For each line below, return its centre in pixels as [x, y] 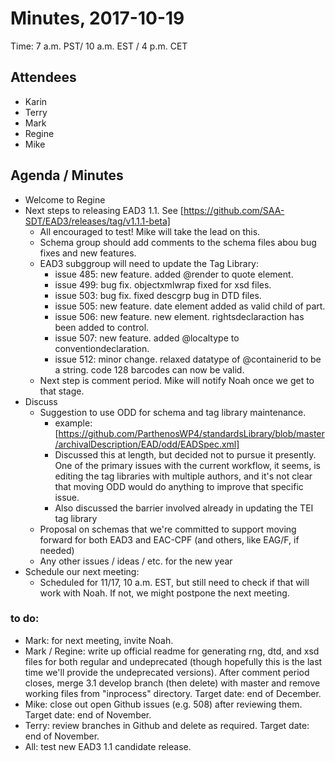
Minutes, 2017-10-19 [97, 18]
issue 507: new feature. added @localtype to [147, 338]
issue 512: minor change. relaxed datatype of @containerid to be [188, 359]
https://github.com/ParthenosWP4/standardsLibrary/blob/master [191, 433]
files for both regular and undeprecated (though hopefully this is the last [173, 661]
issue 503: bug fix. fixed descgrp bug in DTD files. [158, 295]
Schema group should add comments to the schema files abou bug [178, 242]
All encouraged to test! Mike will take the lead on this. [150, 231]
